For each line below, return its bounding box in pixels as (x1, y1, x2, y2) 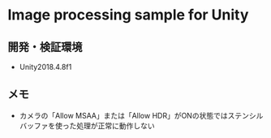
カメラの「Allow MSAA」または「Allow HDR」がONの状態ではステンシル (19, 110, 264, 120)
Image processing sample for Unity (7, 6, 249, 24)
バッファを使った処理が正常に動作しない (19, 120, 155, 131)
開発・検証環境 (7, 40, 83, 54)
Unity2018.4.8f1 (19, 63, 72, 71)
